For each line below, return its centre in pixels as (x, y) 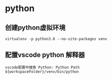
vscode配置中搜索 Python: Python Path (42, 67)
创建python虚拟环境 (35, 27)
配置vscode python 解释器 (45, 55)
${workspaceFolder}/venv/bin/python (42, 71)
